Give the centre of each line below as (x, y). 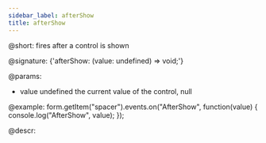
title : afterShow (37, 23)
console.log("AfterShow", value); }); (66, 115)
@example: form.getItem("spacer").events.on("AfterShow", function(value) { (133, 107)
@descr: (22, 130)
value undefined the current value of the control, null (106, 91)
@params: (25, 76)
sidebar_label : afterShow (51, 15)
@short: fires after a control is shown (69, 45)
